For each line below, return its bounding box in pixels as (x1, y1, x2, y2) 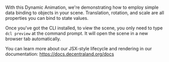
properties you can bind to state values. (5, 15, 89, 21)
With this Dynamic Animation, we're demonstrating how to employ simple (5, 5, 159, 10)
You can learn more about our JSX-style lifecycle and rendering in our (5, 46, 152, 51)
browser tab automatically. (5, 36, 61, 42)
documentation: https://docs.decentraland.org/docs (5, 51, 115, 57)
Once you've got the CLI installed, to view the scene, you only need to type (5, 25, 163, 31)
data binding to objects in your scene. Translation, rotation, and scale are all (5, 10, 164, 16)
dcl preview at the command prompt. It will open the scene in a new (5, 30, 149, 36)
